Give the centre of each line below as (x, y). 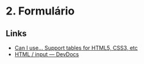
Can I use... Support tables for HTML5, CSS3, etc (76, 48)
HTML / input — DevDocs (47, 54)
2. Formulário (40, 11)
